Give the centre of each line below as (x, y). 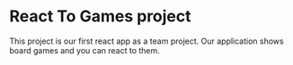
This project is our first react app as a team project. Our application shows (147, 41)
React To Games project (100, 16)
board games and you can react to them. (84, 50)
